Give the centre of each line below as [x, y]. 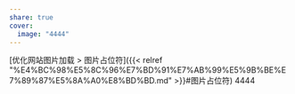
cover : [21, 26]
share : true [31, 17]
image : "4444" [43, 34]
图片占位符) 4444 [223, 81]
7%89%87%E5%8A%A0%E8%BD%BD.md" [90, 81]
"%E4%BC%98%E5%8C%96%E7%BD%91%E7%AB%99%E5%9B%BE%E [148, 70]
